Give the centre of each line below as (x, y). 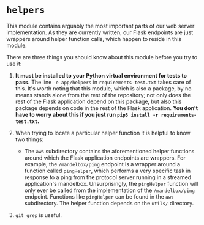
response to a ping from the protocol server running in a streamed (108, 177)
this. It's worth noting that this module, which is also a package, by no (103, 88)
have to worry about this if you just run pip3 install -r (87, 114)
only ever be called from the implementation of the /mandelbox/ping (109, 190)
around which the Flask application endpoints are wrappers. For (105, 158)
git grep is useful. (39, 215)
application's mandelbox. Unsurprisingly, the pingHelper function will (111, 183)
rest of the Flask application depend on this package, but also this (98, 101)
